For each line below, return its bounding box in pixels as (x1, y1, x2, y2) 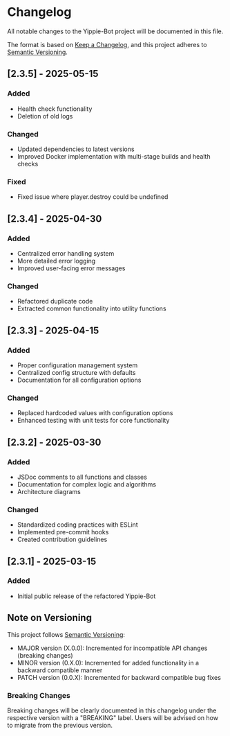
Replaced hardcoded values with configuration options (17, 409, 173, 417)
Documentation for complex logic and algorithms (17, 480, 157, 489)
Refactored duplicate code (17, 297, 93, 306)
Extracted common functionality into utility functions (17, 304, 167, 313)
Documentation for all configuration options (17, 376, 142, 384)
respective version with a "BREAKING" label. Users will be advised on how (7, 713, 219, 721)
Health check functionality (17, 105, 93, 113)
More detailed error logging (17, 256, 96, 265)
